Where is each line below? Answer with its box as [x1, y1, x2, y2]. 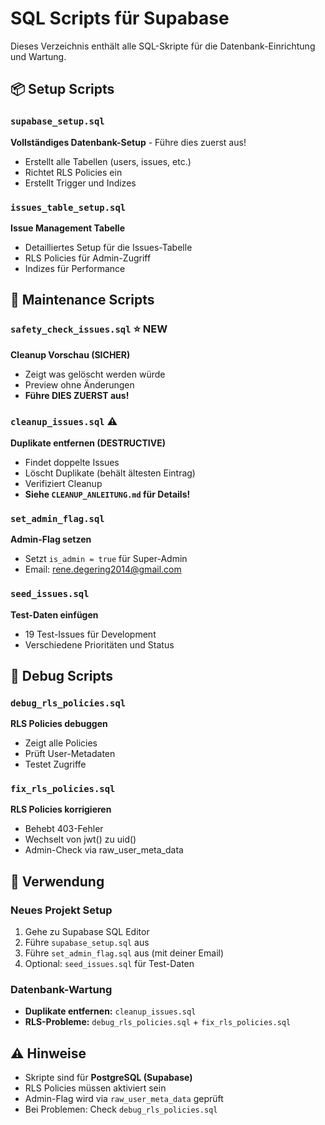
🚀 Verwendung [10, 873, 105, 890]
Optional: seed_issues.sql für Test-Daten [24, 958, 195, 970]
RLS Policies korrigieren [10, 803, 112, 816]
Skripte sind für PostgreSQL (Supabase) [24, 1072, 193, 1084]
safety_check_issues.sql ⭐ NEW [10, 322, 168, 336]
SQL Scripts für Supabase [10, 7, 230, 30]
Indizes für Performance [24, 262, 126, 274]
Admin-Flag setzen [10, 533, 92, 546]
